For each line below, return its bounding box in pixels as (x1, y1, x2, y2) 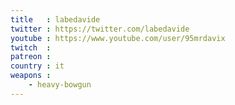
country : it (10, 61, 65, 71)
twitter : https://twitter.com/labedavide (10, 24, 190, 34)
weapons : (10, 71, 52, 81)
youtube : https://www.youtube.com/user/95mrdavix (10, 33, 226, 43)
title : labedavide (10, 14, 101, 25)
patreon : (10, 52, 52, 62)
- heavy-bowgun (28, 80, 92, 90)
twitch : (10, 42, 52, 53)
